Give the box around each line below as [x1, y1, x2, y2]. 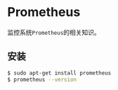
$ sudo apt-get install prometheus [7, 69, 112, 77]
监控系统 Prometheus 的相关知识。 [7, 28, 100, 36]
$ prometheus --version [7, 76, 77, 83]
